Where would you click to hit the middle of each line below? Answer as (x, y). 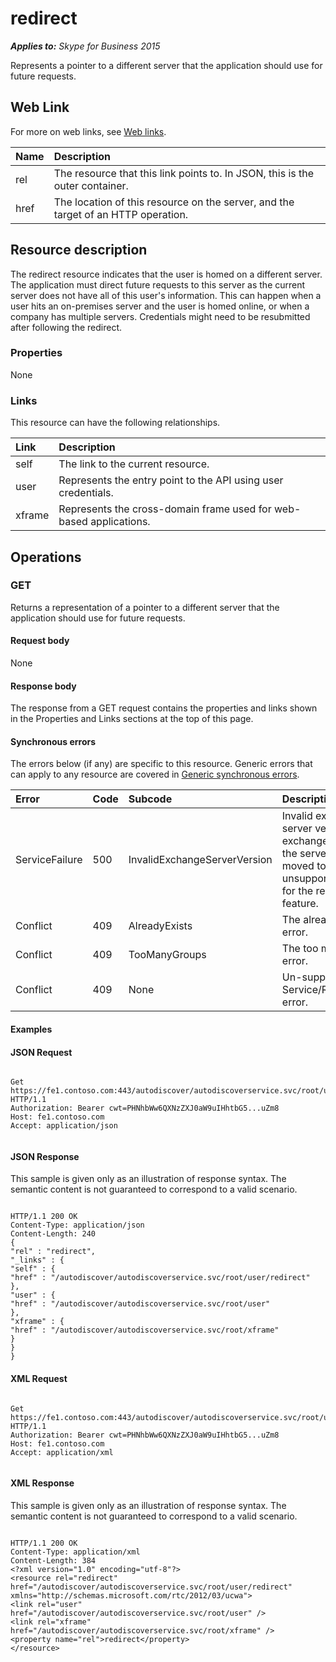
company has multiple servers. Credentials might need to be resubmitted (160, 316)
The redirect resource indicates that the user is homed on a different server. (166, 274)
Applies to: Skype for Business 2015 (85, 46)
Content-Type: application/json (77, 1225)
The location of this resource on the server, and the (174, 202)
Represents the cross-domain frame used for (165, 509)
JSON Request (41, 1052)
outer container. (91, 185)
